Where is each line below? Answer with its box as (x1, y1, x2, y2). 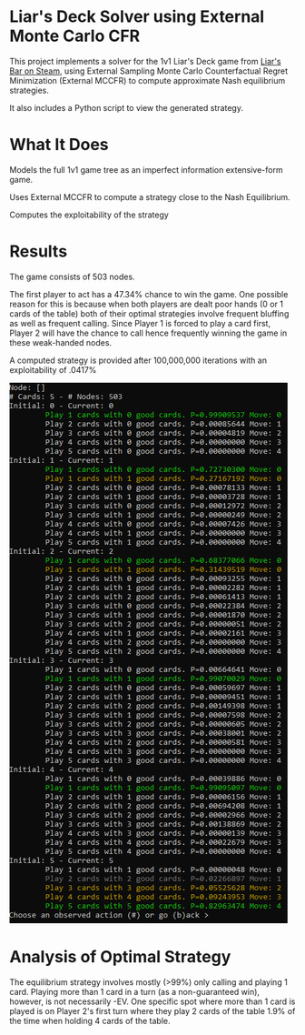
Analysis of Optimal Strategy (9, 947, 231, 967)
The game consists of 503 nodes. (9, 271, 135, 282)
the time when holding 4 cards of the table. (9, 1015, 171, 1026)
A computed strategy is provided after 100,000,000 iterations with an (9, 355, 268, 366)
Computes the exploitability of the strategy (9, 209, 170, 220)
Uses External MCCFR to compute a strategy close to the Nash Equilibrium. (9, 191, 290, 202)
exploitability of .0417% (9, 364, 97, 375)
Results (9, 241, 68, 262)
